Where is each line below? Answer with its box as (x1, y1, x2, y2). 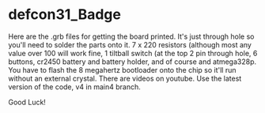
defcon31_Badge (8, 6, 121, 24)
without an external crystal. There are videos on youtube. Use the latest (8, 73, 242, 83)
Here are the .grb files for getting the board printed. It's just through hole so (8, 32, 255, 41)
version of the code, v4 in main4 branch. (8, 81, 141, 92)
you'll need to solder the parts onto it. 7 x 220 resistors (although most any (8, 40, 252, 49)
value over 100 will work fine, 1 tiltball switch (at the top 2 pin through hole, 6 (8, 48, 258, 58)
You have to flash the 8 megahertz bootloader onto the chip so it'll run (8, 65, 237, 74)
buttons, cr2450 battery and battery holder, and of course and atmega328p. (8, 57, 257, 66)
